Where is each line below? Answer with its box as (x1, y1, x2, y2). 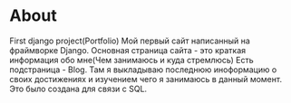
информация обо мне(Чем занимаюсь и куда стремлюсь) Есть (9, 54, 254, 65)
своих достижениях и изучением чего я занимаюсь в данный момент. (9, 73, 283, 84)
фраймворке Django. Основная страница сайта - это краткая (9, 44, 247, 55)
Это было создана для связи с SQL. (9, 83, 148, 94)
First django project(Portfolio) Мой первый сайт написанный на (9, 35, 251, 46)
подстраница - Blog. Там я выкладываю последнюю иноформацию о (9, 64, 277, 75)
